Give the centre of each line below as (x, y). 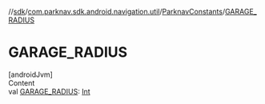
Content (22, 82)
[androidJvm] (31, 74)
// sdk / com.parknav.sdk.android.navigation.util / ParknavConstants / (117, 12)
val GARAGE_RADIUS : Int (49, 91)
